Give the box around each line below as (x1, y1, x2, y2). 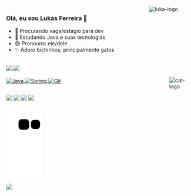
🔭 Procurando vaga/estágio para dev (14, 28, 104, 35)
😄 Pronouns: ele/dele (14, 40, 68, 47)
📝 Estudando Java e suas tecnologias (14, 34, 106, 41)
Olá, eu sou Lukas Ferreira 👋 (6, 14, 88, 22)
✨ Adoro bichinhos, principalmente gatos (14, 46, 115, 54)
